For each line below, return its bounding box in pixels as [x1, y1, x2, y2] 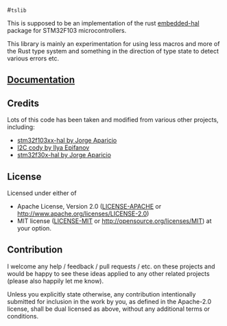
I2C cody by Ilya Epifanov [16, 143, 90, 152]
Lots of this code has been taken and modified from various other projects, [7, 116, 219, 124]
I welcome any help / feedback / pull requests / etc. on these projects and [7, 262, 215, 270]
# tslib [7, 6, 27, 14]
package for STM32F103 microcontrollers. [7, 27, 127, 34]
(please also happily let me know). [7, 277, 104, 285]
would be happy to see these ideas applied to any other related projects [7, 269, 211, 277]
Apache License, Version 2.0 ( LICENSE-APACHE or [16, 202, 162, 211]
